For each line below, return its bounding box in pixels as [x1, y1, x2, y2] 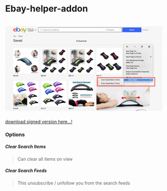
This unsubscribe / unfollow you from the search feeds [17, 180, 131, 186]
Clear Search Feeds [5, 168, 47, 174]
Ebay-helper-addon [5, 3, 88, 14]
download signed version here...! [5, 119, 73, 125]
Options [5, 131, 25, 138]
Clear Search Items [5, 143, 46, 150]
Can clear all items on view [17, 156, 73, 162]
